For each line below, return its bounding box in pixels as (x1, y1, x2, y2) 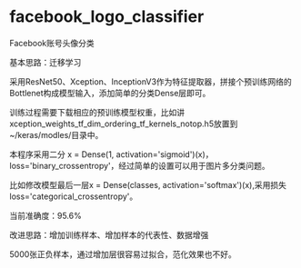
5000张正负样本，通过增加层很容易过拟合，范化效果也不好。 (9, 248, 236, 260)
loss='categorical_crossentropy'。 (9, 191, 138, 202)
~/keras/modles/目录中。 (9, 129, 104, 140)
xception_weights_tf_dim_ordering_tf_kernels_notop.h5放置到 (9, 118, 238, 129)
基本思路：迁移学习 (9, 56, 82, 67)
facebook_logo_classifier (9, 6, 205, 27)
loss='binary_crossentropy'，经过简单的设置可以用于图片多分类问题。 (9, 160, 270, 171)
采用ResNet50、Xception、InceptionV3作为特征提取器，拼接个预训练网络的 (9, 75, 293, 87)
